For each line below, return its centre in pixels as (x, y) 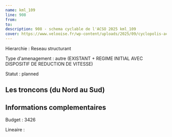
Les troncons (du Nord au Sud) (55, 90)
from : (11, 19)
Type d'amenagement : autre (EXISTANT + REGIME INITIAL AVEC (74, 58)
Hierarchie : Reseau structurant (38, 48)
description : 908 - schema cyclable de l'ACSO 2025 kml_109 (71, 29)
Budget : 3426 (20, 120)
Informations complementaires (56, 107)
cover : (12, 34)
